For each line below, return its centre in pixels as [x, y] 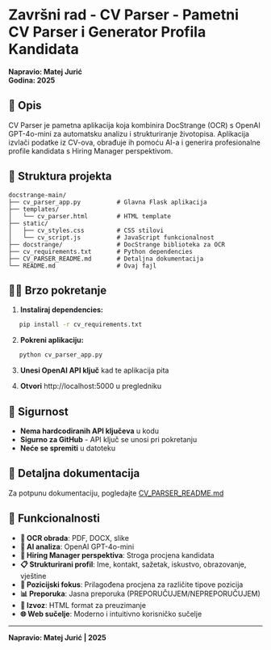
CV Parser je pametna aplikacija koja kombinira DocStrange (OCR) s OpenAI [134, 125]
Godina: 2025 [32, 80]
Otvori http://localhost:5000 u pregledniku [91, 386]
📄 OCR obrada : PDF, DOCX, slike [74, 538]
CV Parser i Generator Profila [107, 32]
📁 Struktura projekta [60, 177]
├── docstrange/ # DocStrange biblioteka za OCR [117, 244]
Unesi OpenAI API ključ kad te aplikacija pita [94, 370]
